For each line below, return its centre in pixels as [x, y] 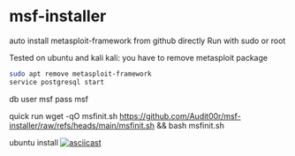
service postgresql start [57, 82]
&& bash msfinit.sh [190, 125]
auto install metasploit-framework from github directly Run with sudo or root [147, 41]
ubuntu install [34, 142]
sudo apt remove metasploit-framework [80, 74]
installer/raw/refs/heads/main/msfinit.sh [82, 125]
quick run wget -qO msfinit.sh [63, 115]
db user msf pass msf [49, 99]
